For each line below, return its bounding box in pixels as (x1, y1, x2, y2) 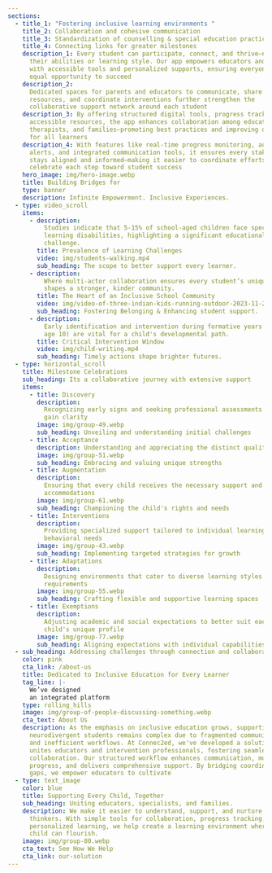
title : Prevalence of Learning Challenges (37, 247, 183, 255)
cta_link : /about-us (22, 663, 92, 672)
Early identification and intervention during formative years (43, 322, 263, 331)
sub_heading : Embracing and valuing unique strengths (37, 458, 222, 467)
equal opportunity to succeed (28, 72, 132, 81)
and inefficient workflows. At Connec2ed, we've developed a (28, 739, 241, 747)
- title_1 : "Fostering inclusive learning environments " (15, 20, 216, 28)
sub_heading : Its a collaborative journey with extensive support (22, 375, 252, 384)
